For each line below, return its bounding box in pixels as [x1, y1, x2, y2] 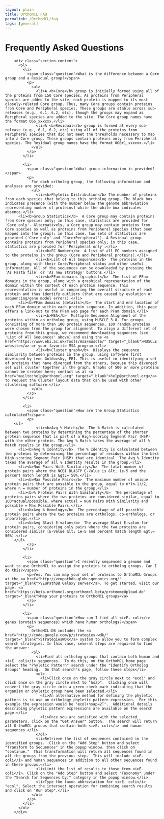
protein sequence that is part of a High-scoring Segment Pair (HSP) [5, 434, 151, 439]
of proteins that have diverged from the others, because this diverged [5, 361, 157, 366]
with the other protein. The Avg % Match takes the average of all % [5, 439, 151, 444]
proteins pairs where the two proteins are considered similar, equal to [5, 494, 160, 500]
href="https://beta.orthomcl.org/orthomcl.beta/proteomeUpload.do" [5, 590, 146, 595]
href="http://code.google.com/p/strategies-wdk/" [5, 633, 109, 638]
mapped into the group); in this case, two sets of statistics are [5, 231, 146, 236]
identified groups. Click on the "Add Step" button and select [5, 741, 139, 745]
